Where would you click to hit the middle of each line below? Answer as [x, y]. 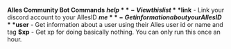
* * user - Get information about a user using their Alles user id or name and [115, 24]
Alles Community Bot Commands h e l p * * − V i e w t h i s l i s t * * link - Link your [115, 10]
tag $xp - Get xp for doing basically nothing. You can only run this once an [114, 32]
